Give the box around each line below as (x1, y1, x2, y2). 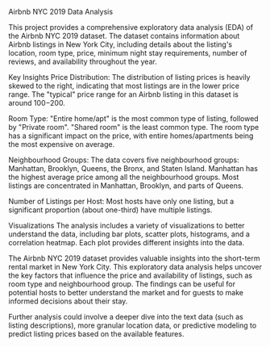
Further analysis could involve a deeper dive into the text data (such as (8, 312, 243, 321)
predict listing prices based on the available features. (8, 329, 185, 338)
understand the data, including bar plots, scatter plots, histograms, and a (8, 229, 250, 239)
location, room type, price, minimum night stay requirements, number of (8, 48, 247, 57)
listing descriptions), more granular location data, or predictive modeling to (8, 320, 257, 330)
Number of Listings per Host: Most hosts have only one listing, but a (8, 197, 235, 206)
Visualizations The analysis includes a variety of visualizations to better (8, 221, 245, 230)
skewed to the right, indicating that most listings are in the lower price (8, 81, 240, 90)
